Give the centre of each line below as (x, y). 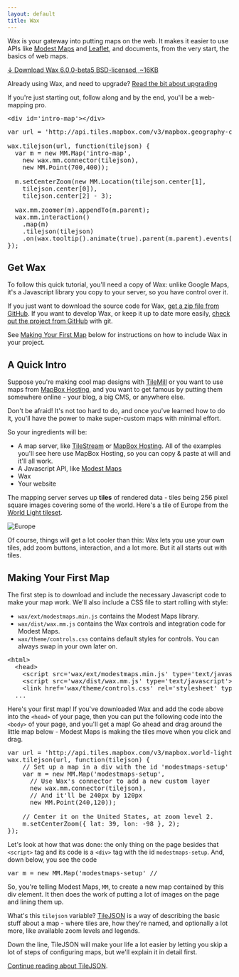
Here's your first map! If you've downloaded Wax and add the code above (116, 709)
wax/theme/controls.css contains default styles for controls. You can (118, 639)
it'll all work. (35, 461)
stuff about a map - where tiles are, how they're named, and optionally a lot (118, 923)
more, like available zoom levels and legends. (74, 930)
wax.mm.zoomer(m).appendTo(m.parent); (83, 210)
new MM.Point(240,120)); (73, 802)
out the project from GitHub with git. (60, 321)
